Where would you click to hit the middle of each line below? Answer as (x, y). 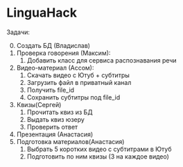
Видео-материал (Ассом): (55, 67)
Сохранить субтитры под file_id (73, 97)
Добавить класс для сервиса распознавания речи (102, 60)
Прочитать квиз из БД (60, 112)
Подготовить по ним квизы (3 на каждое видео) (98, 156)
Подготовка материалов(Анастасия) (70, 141)
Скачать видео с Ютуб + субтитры (78, 75)
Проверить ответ (52, 127)
